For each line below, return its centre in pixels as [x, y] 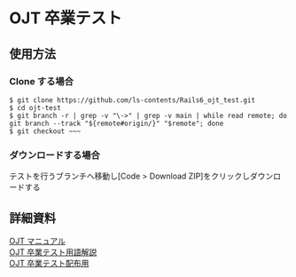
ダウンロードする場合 [55, 154]
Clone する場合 [41, 81]
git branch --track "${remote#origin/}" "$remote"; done [117, 123]
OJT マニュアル [38, 241]
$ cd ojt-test [35, 107]
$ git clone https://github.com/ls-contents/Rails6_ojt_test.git [132, 100]
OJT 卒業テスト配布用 [49, 263]
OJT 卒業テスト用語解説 [53, 252]
